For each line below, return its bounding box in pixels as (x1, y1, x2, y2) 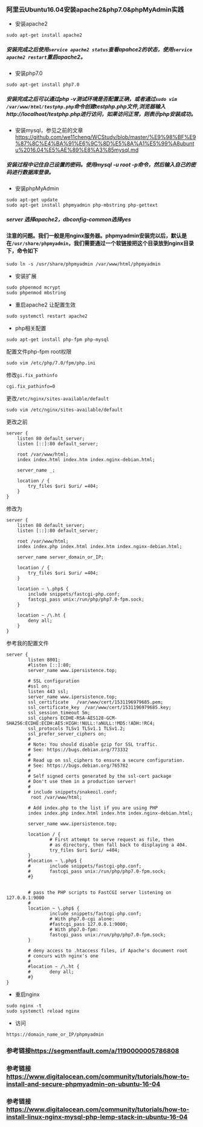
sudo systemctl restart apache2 (6, 313, 88, 319)
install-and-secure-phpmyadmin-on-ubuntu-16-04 (6, 1080, 161, 1088)
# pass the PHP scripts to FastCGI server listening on (28, 890, 172, 896)
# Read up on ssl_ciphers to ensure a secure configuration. (28, 757, 185, 763)
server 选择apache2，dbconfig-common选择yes (6, 216, 132, 223)
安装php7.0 (14, 69, 43, 77)
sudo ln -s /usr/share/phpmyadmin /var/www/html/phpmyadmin (6, 261, 161, 267)
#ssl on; (28, 683, 50, 689)
